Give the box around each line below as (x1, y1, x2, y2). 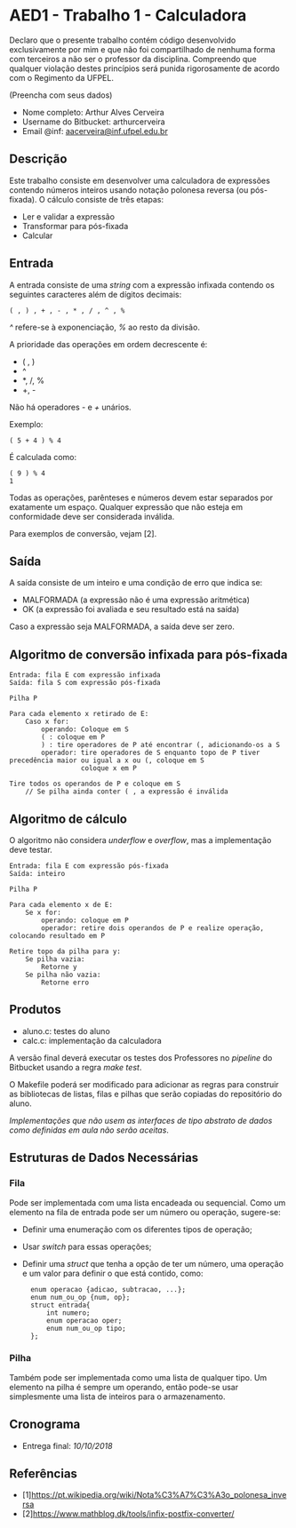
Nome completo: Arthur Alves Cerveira (21, 107, 164, 117)
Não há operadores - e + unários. (9, 402, 132, 412)
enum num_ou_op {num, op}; (30, 1293, 131, 1301)
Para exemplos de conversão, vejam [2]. (9, 528, 157, 538)
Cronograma (9, 1417, 81, 1432)
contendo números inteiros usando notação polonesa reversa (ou (9, 184, 249, 195)
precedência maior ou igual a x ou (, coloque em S (9, 756, 204, 765)
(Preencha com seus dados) (9, 90, 113, 100)
